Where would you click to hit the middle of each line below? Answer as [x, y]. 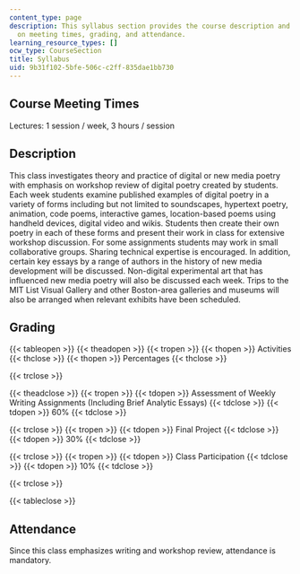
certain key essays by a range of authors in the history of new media [136, 261]
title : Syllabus [39, 59]
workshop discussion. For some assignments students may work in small [144, 242]
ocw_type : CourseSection [56, 51]
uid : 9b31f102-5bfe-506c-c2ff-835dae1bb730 [92, 68]
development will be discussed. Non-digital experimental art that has [136, 271]
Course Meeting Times [74, 104]
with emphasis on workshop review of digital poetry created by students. [144, 185]
